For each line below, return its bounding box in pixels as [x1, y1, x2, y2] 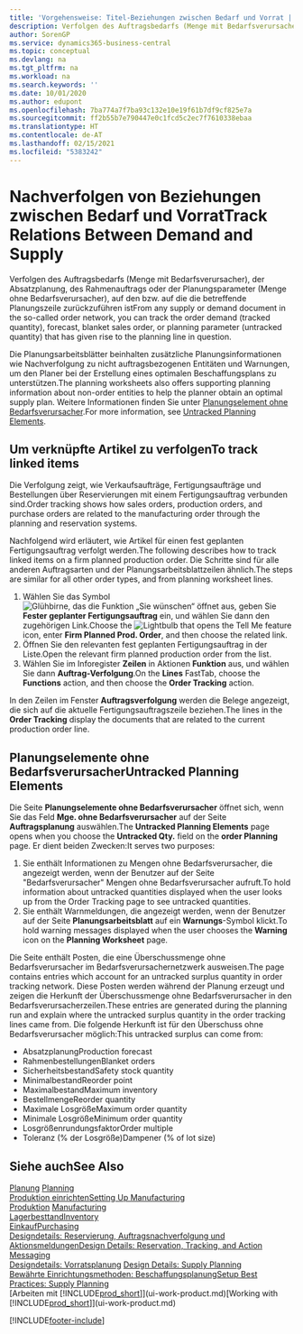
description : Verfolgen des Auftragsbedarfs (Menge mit [9, 22, 224, 31]
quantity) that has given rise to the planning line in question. [9, 331, 232, 342]
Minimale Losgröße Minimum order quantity [22, 1113, 183, 1124]
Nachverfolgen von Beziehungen [9, 186, 262, 207]
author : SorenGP [9, 30, 70, 39]
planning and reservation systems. [9, 518, 138, 529]
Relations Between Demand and [9, 225, 253, 244]
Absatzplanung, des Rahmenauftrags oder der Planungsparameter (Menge [9, 283, 287, 294]
